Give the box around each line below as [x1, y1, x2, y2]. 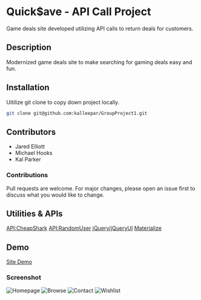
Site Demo [6, 258, 32, 266]
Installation [6, 82, 50, 93]
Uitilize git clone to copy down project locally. [6, 99, 120, 106]
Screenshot [6, 273, 41, 282]
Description [6, 42, 51, 53]
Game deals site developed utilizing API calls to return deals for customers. [6, 25, 194, 32]
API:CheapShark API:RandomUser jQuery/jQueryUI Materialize [6, 224, 162, 232]
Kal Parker [15, 156, 41, 163]
